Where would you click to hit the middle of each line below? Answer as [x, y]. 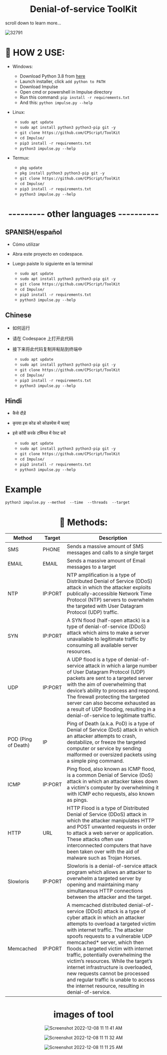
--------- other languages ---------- [83, 214]
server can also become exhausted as [111, 703]
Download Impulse [39, 87]
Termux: [21, 158]
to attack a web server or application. [110, 833]
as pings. [77, 800]
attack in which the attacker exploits [109, 587]
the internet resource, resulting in [106, 986]
